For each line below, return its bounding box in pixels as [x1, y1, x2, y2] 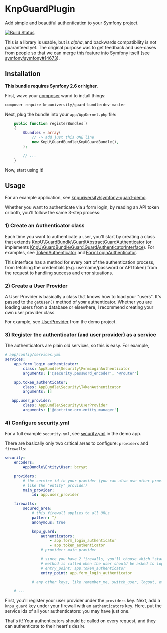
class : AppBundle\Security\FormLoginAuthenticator [23, 366, 130, 371]
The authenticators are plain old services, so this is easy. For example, [5, 343, 149, 349]
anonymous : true [31, 520, 66, 525]
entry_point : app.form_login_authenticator [40, 570, 133, 575]
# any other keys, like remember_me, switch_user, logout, [31, 579, 157, 585]
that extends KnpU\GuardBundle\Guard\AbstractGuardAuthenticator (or [5, 239, 152, 245]
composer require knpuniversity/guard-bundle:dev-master [5, 102, 126, 107]
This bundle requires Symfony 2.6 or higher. [5, 83, 98, 89]
